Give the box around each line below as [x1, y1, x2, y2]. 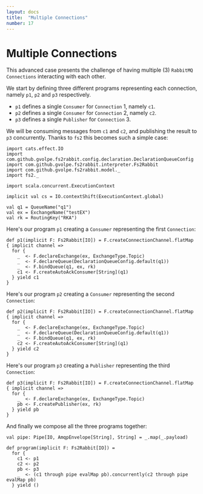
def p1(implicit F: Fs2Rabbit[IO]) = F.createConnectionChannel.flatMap [6, 238, 194, 244]
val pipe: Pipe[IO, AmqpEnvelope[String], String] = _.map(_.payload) [6, 434, 188, 441]
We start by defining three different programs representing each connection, [6, 84, 198, 92]
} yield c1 [12, 275, 39, 281]
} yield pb [12, 407, 39, 413]
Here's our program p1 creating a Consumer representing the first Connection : [6, 225, 196, 233]
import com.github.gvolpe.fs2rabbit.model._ [6, 167, 121, 173]
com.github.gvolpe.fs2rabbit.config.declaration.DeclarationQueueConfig [6, 156, 194, 163]
